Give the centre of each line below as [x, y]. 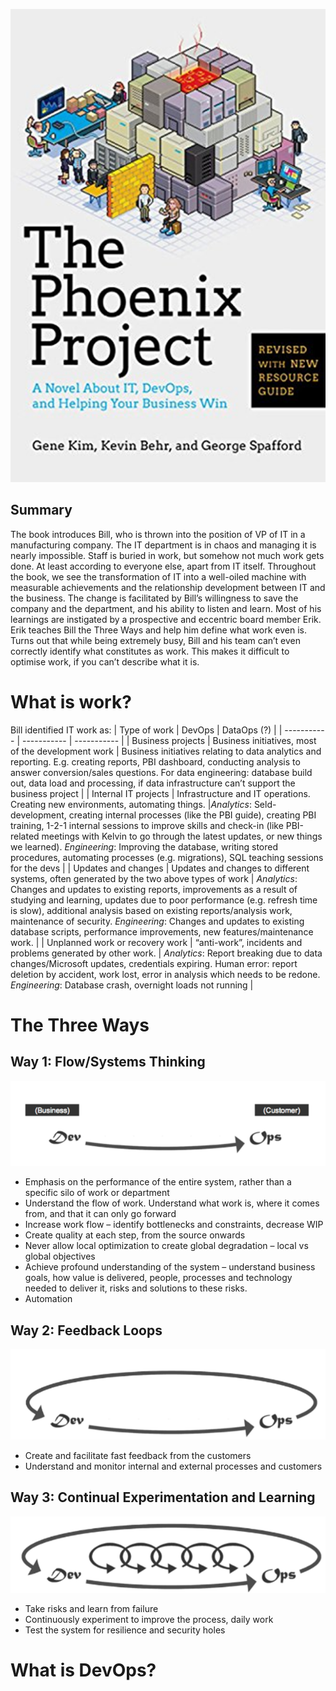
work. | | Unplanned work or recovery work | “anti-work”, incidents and [156, 942]
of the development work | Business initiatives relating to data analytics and [166, 751]
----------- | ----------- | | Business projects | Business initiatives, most [169, 740]
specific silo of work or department [97, 1193]
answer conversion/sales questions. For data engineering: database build [161, 772]
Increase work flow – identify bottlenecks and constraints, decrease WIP [174, 1225]
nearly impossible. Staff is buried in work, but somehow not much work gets [167, 555]
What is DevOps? [83, 1670]
